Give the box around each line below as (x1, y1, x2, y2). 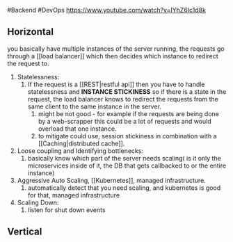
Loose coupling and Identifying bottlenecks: (17, 146, 144, 155)
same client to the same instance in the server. (27, 102, 162, 111)
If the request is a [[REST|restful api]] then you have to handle (27, 80, 205, 88)
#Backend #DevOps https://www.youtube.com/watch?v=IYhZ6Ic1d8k (7, 6, 207, 14)
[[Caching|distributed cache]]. (38, 139, 125, 147)
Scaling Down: (17, 198, 59, 207)
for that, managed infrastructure (27, 191, 120, 199)
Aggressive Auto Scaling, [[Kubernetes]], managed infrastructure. (17, 176, 207, 184)
